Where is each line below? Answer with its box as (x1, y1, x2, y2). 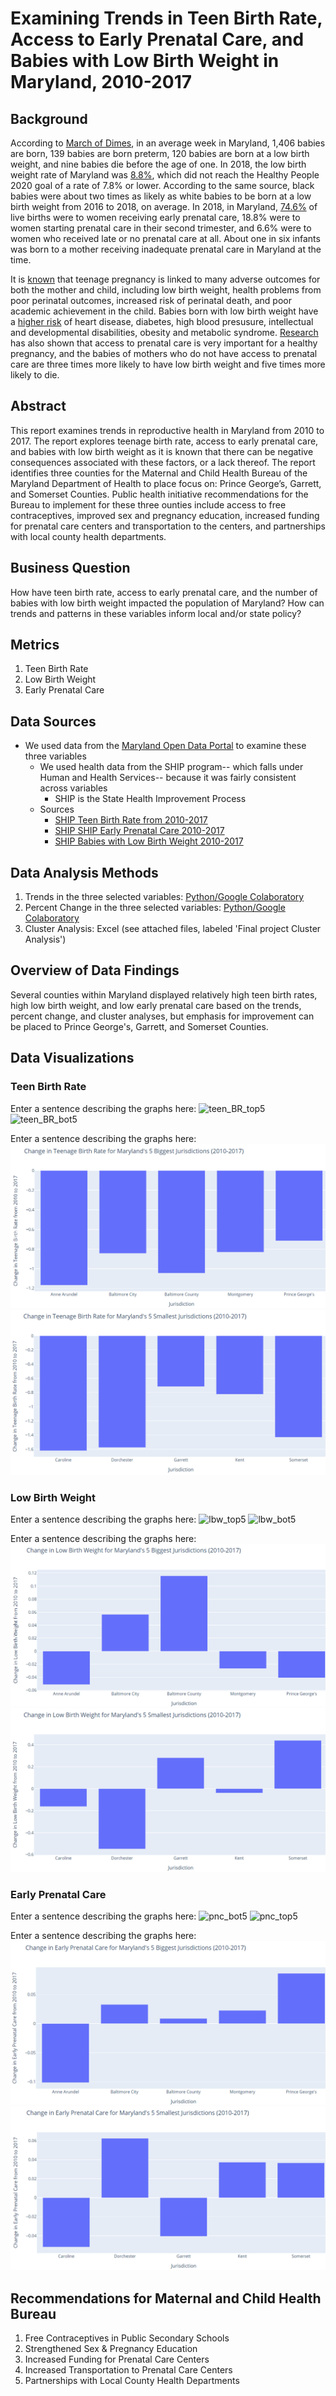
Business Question (10, 560, 131, 577)
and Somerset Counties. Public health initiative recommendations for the (10, 488, 309, 500)
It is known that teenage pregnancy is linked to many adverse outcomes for (10, 273, 321, 285)
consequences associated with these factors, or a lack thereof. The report (10, 456, 316, 468)
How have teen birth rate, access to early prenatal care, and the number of (10, 586, 318, 598)
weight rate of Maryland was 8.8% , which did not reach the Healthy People (10, 169, 320, 181)
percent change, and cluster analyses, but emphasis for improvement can (10, 1010, 315, 1022)
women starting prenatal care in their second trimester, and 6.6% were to (10, 222, 312, 234)
